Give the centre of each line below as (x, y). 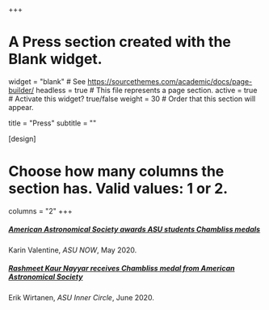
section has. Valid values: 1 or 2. (118, 189)
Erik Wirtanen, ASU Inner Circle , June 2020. (82, 297)
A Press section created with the (120, 42)
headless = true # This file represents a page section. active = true (147, 90)
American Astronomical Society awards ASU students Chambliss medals (134, 229)
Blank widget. (55, 59)
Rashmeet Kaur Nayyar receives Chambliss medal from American (122, 269)
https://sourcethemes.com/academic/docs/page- (170, 81)
